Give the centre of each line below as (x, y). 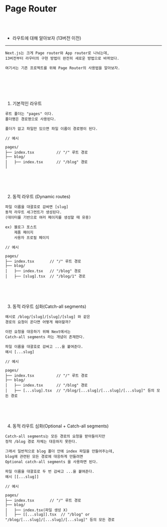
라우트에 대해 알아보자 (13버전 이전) (47, 38)
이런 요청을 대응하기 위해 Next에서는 (38, 332)
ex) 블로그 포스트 (21, 227)
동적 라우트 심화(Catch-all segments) (49, 306)
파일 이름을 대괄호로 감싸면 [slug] (37, 207)
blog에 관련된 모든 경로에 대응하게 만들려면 (44, 456)
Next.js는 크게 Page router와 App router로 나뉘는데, (57, 53)
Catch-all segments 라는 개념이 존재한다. (45, 337)
